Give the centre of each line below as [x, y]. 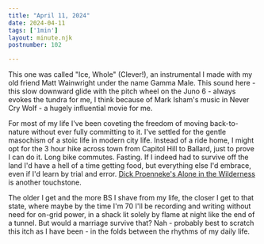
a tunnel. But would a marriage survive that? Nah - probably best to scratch [131, 223]
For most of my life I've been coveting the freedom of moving [108, 124]
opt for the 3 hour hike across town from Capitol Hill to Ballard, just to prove [132, 149]
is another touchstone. [45, 182]
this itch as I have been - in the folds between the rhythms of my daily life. [129, 231]
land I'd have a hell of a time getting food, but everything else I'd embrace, [130, 166]
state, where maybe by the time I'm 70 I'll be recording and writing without [130, 206]
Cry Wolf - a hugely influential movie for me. [80, 109]
